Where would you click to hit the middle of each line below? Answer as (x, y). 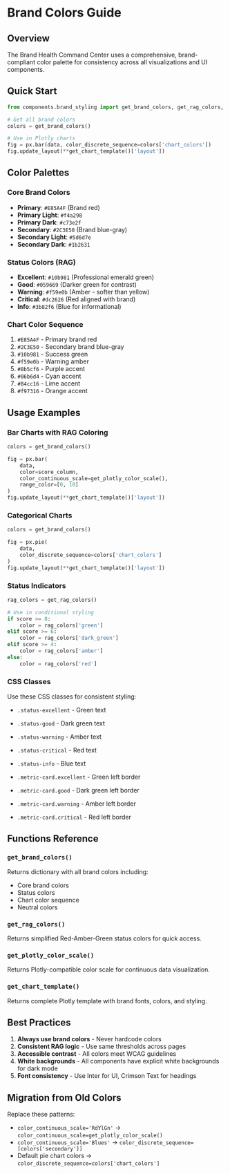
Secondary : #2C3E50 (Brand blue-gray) (72, 229)
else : (15, 657)
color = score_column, (49, 472)
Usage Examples (44, 413)
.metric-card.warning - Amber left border (76, 804)
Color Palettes (38, 173)
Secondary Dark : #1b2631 (54, 244)
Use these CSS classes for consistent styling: (72, 697)
